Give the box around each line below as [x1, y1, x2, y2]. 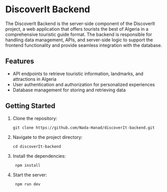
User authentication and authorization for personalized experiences [12, 81, 155, 87]
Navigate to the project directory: [12, 134, 83, 140]
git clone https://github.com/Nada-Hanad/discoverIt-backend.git [12, 125, 155, 130]
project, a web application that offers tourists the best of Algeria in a [5, 26, 149, 32]
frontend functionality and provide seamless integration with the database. [5, 42, 162, 48]
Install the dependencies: [12, 153, 66, 159]
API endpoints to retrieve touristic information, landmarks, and [12, 70, 144, 77]
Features [5, 57, 34, 66]
